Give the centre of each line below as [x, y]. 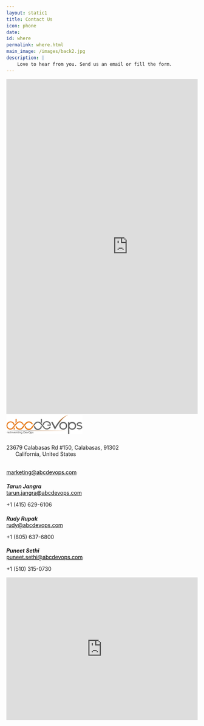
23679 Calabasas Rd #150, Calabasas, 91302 [63, 448]
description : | [25, 58]
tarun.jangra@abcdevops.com [44, 493]
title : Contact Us [29, 19]
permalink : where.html [35, 45]
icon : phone [21, 26]
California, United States [46, 454]
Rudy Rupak [22, 518]
